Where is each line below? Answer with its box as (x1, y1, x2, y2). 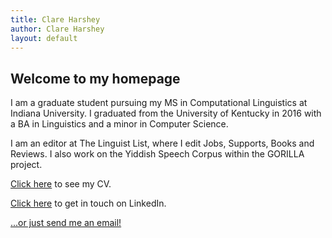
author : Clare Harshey (10, 24, 105, 34)
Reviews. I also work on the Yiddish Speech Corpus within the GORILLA (10, 148, 305, 160)
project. (10, 159, 43, 171)
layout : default (10, 33, 78, 43)
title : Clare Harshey (10, 14, 101, 25)
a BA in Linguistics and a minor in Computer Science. (10, 118, 229, 130)
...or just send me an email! (10, 217, 122, 229)
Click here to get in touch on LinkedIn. (10, 197, 167, 210)
